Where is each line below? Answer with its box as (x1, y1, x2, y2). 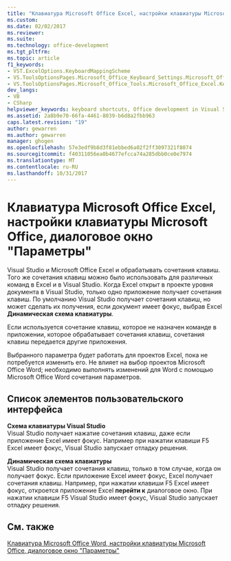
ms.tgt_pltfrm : (7, 49, 51, 56)
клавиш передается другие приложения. (7, 338, 128, 346)
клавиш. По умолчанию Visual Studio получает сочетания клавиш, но (7, 295, 211, 303)
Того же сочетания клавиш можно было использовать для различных (7, 273, 213, 282)
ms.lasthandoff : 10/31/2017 (7, 170, 88, 177)
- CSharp (7, 100, 32, 107)
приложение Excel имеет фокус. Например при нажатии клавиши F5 (7, 437, 210, 445)
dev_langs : (7, 87, 38, 93)
